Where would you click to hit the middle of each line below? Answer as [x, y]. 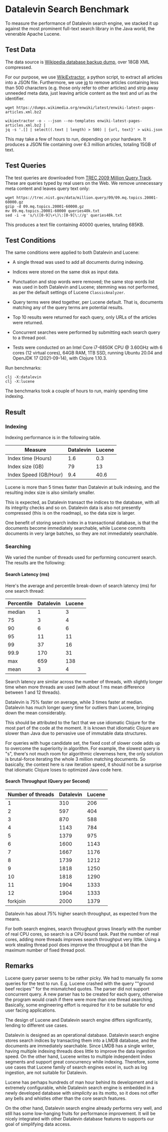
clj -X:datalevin [23, 377]
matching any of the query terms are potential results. [68, 308]
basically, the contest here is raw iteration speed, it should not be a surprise [83, 764]
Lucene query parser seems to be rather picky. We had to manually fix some [84, 978]
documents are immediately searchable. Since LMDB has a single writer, [80, 1045]
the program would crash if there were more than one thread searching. [79, 999]
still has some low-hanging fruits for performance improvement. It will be [80, 1113]
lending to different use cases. [37, 1025]
